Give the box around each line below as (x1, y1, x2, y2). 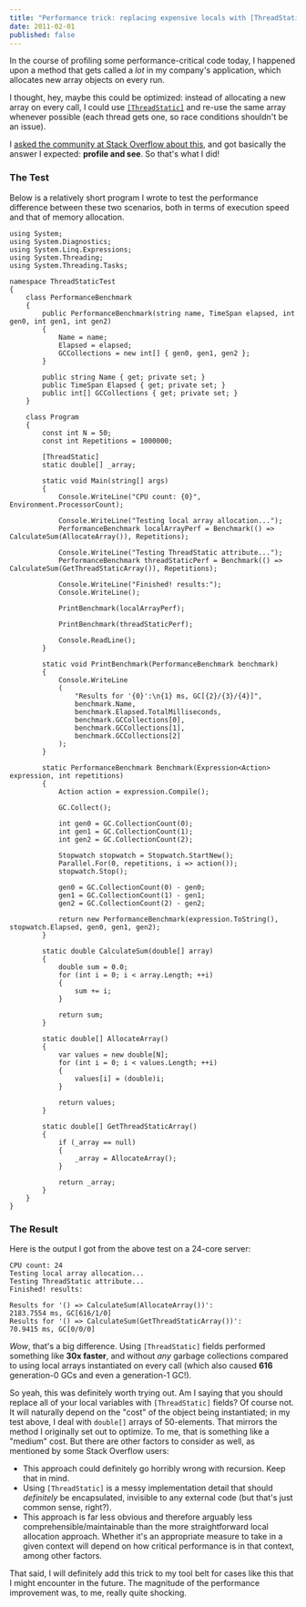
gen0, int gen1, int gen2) (9, 316, 112, 326)
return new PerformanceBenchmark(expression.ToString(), (57, 915, 280, 924)
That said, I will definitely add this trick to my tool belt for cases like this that (9, 1568, 294, 1579)
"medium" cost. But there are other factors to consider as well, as (9, 1436, 255, 1447)
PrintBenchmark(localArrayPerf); (57, 603, 185, 613)
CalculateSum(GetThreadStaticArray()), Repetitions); (9, 564, 219, 573)
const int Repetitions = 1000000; (42, 436, 173, 445)
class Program (25, 412, 79, 422)
